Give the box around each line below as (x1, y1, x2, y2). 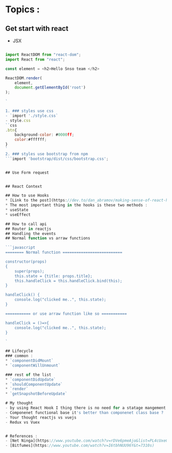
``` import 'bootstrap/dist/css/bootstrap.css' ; (5, 156, 109, 161)
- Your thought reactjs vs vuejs (5, 415, 77, 420)
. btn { (5, 128, 17, 133)
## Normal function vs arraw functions (5, 235, 91, 241)
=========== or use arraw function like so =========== (5, 311, 127, 316)
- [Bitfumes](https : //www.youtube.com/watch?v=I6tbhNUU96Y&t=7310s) (5, 443, 155, 448)
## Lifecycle (5, 349, 33, 354)
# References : (5, 433, 38, 439)
